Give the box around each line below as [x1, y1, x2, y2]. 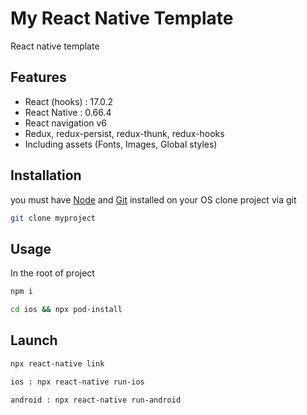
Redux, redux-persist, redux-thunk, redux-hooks [24, 127, 225, 139]
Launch [10, 332, 58, 349]
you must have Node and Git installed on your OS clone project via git [10, 193, 297, 206]
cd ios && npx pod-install [10, 305, 123, 315]
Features [10, 69, 67, 86]
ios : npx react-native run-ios [10, 377, 145, 387]
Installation [10, 167, 82, 184]
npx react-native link [10, 358, 105, 369]
